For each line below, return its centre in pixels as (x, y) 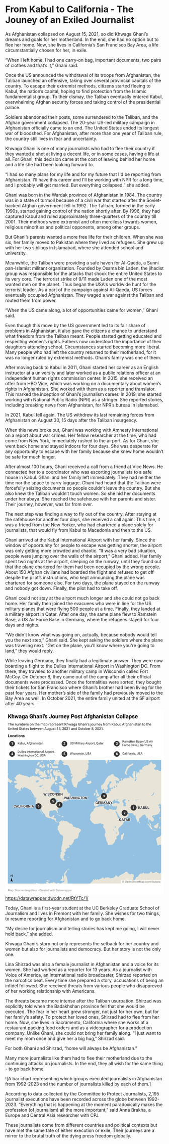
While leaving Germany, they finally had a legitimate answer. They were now (84, 660)
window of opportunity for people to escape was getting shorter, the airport (83, 545)
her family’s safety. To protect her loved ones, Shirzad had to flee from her (82, 1017)
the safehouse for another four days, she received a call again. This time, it (83, 519)
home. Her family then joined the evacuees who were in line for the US (78, 603)
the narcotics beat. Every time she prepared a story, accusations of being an (84, 980)
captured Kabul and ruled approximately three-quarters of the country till (81, 216)
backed (13, 205)
